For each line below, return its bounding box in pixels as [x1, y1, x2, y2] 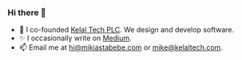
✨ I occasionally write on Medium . [18, 33, 133, 43]
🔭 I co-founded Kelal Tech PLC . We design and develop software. [18, 25, 235, 35]
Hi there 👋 [7, 7, 47, 18]
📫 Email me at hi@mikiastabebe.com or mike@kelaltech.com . [18, 43, 223, 52]
